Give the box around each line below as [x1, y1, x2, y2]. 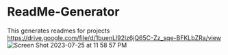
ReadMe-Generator [7, 4, 120, 20]
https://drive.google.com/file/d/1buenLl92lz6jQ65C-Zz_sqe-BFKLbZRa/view [7, 33, 221, 41]
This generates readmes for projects [7, 26, 110, 35]
